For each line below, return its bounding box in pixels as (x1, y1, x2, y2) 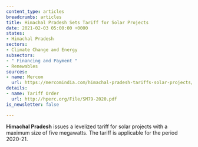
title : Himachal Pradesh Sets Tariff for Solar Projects (6, 19, 149, 25)
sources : (6, 69, 28, 75)
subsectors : (6, 52, 35, 58)
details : (6, 85, 28, 91)
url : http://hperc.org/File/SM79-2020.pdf (11, 96, 117, 102)
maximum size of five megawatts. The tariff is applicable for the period (6, 129, 178, 136)
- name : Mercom (6, 74, 44, 80)
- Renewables (6, 63, 38, 69)
